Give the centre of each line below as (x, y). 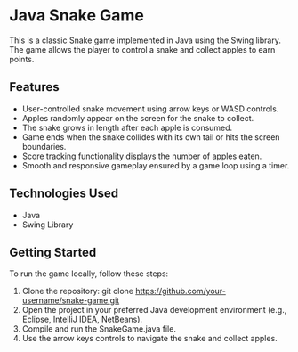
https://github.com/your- (181, 291)
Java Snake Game (77, 16)
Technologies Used (64, 194)
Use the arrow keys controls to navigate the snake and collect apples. (149, 339)
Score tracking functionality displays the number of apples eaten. (142, 156)
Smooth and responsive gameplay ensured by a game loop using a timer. (156, 165)
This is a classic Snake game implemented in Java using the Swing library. (145, 40)
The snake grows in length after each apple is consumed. (127, 127)
